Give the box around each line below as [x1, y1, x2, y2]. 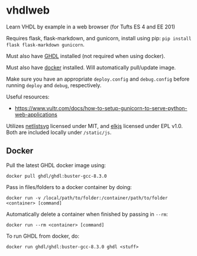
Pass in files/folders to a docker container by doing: [6, 183, 132, 190]
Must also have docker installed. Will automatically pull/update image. [6, 63, 176, 71]
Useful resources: [6, 93, 50, 100]
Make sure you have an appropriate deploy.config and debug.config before [6, 75, 190, 82]
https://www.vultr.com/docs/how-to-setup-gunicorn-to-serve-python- [14, 104, 188, 111]
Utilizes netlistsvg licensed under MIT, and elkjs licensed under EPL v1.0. [6, 122, 183, 129]
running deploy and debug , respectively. [6, 81, 102, 89]
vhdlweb [6, 4, 50, 17]
